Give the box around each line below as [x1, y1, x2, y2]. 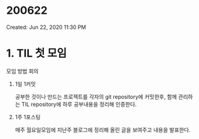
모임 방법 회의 [6, 67, 39, 75]
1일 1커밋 [14, 80, 36, 87]
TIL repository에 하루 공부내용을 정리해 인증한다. [21, 100, 137, 108]
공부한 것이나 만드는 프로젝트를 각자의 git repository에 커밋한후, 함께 [14, 93, 177, 100]
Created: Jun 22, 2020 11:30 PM [6, 23, 86, 31]
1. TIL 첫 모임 [6, 46, 68, 60]
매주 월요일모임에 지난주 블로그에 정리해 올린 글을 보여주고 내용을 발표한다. [14, 126, 191, 133]
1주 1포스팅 [14, 113, 41, 120]
